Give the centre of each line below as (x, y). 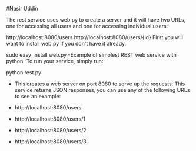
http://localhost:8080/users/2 (50, 130)
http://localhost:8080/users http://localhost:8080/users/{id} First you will (95, 37)
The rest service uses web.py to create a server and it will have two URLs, (96, 20)
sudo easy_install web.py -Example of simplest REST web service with (91, 55)
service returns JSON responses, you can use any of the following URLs (102, 90)
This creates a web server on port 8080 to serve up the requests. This (100, 84)
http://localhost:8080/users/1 (50, 119)
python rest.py (24, 72)
